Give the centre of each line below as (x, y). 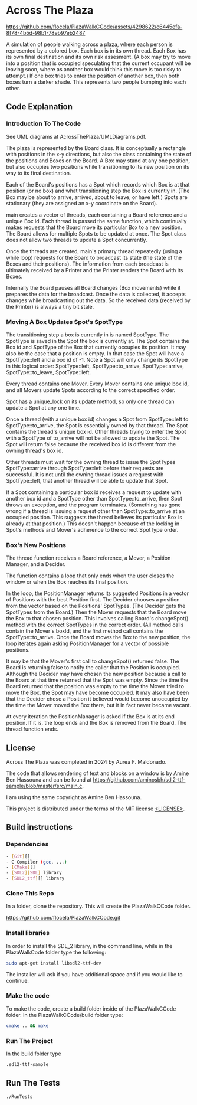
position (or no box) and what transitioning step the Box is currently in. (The (98, 191)
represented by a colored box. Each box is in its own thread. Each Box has (96, 50)
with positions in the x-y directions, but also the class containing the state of (99, 154)
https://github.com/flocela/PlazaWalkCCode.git (63, 918)
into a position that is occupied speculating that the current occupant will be (98, 63)
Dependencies (27, 844)
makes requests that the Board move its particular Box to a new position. (94, 227)
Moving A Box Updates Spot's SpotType (65, 322)
